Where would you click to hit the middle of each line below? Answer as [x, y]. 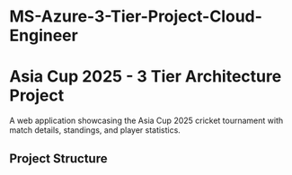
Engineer [44, 35]
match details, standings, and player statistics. [95, 130]
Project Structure [58, 158]
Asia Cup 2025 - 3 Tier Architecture [146, 77]
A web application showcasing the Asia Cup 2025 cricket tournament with [146, 121]
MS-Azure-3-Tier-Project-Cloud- [136, 17]
